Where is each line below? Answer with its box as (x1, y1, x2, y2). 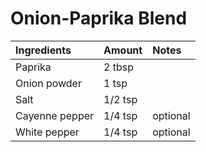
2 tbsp (103, 60, 134, 74)
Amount (103, 43, 143, 57)
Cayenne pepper (15, 108, 95, 122)
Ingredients (15, 43, 72, 57)
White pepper (15, 125, 80, 139)
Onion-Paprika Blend (10, 7, 188, 30)
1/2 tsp (103, 92, 138, 106)
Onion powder (15, 76, 82, 90)
